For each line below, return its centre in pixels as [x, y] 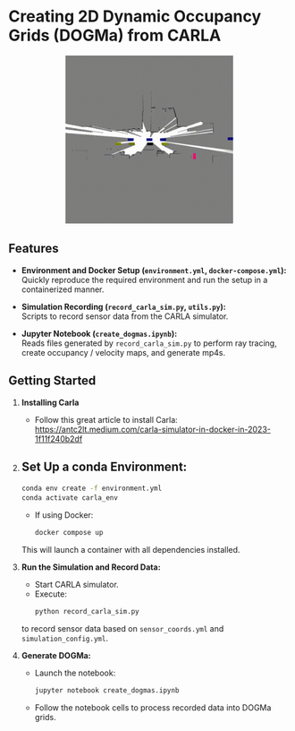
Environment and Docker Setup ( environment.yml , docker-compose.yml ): [154, 270]
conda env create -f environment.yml [92, 489]
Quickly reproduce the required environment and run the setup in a [144, 279]
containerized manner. [63, 289]
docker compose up [69, 533]
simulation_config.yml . [65, 638]
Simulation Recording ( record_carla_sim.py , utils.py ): [123, 306]
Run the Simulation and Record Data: [91, 567]
